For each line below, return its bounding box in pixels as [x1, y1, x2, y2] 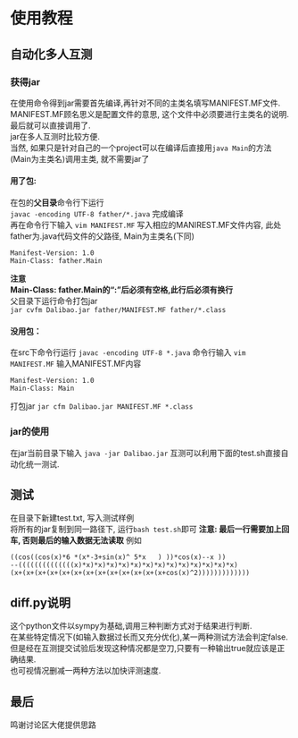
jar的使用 [10, 426, 50, 438]
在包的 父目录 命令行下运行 [10, 198, 104, 208]
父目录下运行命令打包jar [10, 296, 98, 307]
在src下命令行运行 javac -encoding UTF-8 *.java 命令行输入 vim [10, 347, 246, 358]
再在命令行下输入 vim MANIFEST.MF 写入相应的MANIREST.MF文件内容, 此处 [10, 220, 282, 231]
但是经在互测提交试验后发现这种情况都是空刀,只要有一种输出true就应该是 [10, 643, 277, 654]
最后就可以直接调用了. [10, 120, 92, 131]
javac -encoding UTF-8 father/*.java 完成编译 [10, 208, 184, 219]
